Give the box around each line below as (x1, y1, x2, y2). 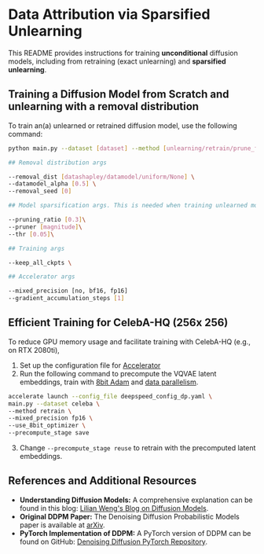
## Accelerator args (8, 273, 76, 281)
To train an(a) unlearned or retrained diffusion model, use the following (8, 120, 237, 130)
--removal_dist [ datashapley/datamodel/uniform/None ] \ (8, 173, 195, 181)
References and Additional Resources (8, 474, 197, 488)
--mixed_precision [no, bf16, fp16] (8, 287, 128, 295)
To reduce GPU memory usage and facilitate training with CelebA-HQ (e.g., (8, 336, 251, 347)
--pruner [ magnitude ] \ (8, 222, 82, 231)
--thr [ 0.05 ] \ (8, 230, 55, 238)
